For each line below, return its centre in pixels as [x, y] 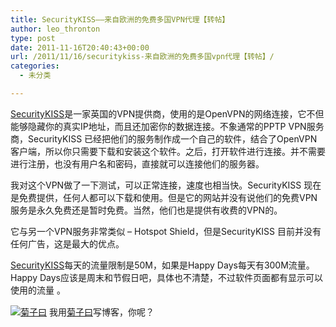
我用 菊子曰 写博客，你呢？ [101, 312]
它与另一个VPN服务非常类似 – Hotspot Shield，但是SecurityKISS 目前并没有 [166, 231]
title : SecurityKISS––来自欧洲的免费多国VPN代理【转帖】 [120, 19]
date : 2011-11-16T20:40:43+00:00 [80, 47]
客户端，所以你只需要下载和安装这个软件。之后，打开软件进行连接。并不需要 [168, 151]
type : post [33, 38]
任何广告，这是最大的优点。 [67, 243]
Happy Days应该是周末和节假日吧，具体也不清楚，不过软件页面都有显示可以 [166, 277]
